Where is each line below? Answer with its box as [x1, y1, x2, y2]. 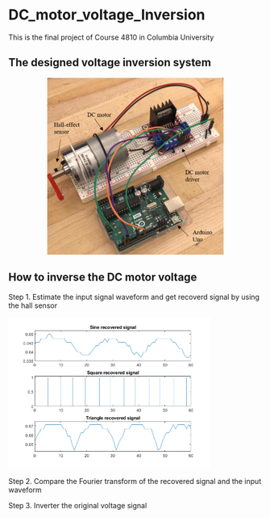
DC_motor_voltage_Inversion [8, 6, 206, 24]
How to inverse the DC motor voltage [8, 271, 197, 284]
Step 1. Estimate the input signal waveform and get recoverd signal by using [8, 292, 260, 301]
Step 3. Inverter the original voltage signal [8, 500, 147, 510]
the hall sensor [8, 301, 58, 310]
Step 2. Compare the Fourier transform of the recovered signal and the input [8, 476, 262, 486]
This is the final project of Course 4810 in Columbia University [8, 32, 214, 42]
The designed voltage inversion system [8, 56, 212, 69]
